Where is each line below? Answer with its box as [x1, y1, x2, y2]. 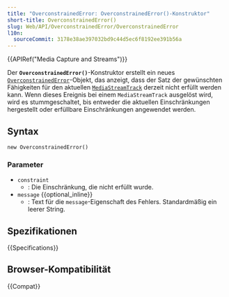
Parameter [7, 160, 44, 169]
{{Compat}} [7, 282, 40, 290]
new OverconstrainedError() [7, 144, 89, 151]
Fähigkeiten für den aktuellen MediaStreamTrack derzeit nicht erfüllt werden [7, 83, 221, 92]
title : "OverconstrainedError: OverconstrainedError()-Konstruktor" [7, 10, 210, 17]
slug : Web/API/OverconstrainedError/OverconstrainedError [7, 23, 179, 30]
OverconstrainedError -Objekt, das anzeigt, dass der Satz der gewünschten [7, 76, 223, 84]
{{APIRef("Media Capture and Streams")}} [7, 55, 127, 63]
